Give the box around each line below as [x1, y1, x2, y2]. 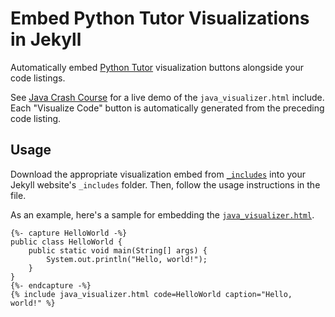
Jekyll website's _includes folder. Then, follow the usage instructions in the [10, 178, 321, 191]
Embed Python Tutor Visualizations [10, 7, 310, 30]
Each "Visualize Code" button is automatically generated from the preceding [10, 102, 325, 114]
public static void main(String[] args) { [28, 245, 208, 256]
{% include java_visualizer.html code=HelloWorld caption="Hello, [10, 289, 293, 299]
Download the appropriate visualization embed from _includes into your [10, 168, 307, 180]
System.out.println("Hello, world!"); [46, 254, 208, 264]
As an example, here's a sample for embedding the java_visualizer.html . [10, 208, 315, 221]
